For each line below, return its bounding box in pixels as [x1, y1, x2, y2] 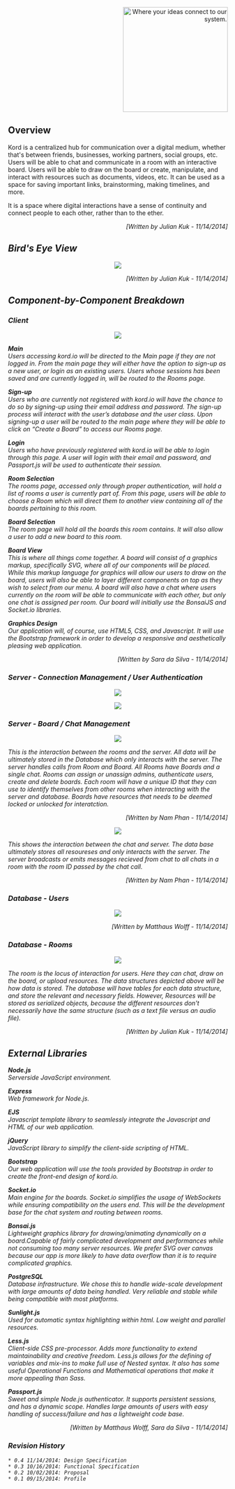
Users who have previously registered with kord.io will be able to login [8, 446, 210, 454]
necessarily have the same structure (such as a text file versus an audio [8, 1006, 216, 1014]
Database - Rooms [8, 940, 73, 950]
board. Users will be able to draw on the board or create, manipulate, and [8, 165, 218, 174]
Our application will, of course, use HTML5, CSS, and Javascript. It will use [8, 627, 225, 635]
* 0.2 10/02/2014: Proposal [8, 1469, 90, 1476]
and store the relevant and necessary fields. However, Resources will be [8, 991, 216, 1000]
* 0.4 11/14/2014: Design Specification [8, 1457, 128, 1464]
